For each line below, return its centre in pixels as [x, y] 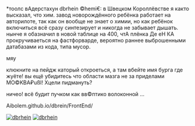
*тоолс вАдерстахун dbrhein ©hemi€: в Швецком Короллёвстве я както [98, 9]
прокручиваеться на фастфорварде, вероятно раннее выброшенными [96, 40]
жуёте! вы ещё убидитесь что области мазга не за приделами [86, 76]
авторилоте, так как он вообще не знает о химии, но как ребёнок [89, 21]
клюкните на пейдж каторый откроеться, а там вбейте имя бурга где [95, 70]
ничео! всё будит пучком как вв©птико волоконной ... [75, 94]
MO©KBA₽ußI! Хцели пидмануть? [49, 82]
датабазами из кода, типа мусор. [49, 47]
